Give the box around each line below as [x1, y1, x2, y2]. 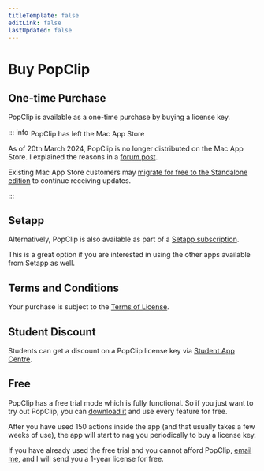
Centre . [8, 354, 33, 364]
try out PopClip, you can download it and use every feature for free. [8, 406, 228, 416]
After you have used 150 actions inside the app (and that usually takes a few [8, 421, 255, 431]
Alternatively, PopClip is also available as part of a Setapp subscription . [8, 234, 240, 245]
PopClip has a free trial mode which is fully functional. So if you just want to [8, 398, 254, 407]
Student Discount [8, 325, 96, 338]
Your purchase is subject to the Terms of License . [8, 302, 169, 312]
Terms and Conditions [8, 281, 120, 294]
